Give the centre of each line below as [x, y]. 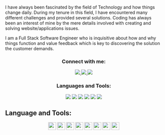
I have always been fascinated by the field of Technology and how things [80, 7]
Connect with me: [84, 61]
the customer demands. [30, 49]
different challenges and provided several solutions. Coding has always [79, 18]
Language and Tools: [38, 113]
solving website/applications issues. [42, 28]
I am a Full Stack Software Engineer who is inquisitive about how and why [81, 38]
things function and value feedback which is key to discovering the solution [83, 43]
